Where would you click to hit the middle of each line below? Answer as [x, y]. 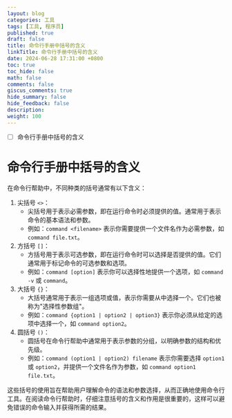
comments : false [30, 84]
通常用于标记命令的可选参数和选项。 [79, 263]
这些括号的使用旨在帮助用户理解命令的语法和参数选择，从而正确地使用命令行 [116, 390]
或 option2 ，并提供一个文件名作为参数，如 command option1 [112, 366]
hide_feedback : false [38, 104]
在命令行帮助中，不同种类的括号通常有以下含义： [77, 188]
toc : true [21, 65]
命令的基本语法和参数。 [61, 220]
